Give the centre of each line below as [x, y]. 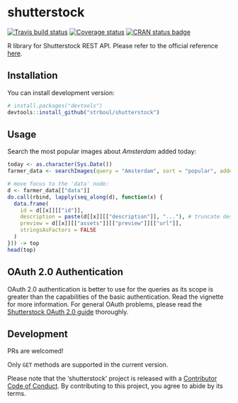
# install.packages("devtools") [55, 106]
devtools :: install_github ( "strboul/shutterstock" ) [84, 112]
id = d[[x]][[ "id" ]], [52, 210]
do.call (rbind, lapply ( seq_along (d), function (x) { [85, 197]
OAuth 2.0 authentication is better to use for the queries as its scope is [110, 289]
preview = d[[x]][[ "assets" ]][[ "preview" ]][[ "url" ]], [101, 223]
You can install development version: [61, 92]
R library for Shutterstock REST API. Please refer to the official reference [113, 45]
